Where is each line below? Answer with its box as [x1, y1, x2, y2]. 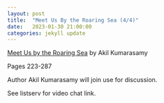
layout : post [7, 10, 45, 17]
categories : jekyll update [7, 29, 86, 37]
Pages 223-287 [7, 62, 52, 70]
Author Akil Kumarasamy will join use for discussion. [7, 76, 158, 84]
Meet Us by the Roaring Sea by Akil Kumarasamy [7, 49, 148, 57]
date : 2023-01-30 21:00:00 [7, 23, 92, 30]
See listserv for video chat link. [7, 89, 96, 97]
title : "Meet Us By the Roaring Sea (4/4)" [7, 17, 139, 24]
